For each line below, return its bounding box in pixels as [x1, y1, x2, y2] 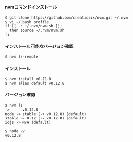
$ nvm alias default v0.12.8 [5, 81, 65, 86]
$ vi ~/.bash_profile [5, 20, 49, 24]
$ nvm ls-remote [5, 54, 38, 59]
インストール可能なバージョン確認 [5, 43, 74, 49]
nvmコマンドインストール [5, 4, 57, 10]
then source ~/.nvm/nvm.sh [9, 28, 65, 33]
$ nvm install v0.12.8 [5, 76, 51, 81]
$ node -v [5, 128, 25, 134]
